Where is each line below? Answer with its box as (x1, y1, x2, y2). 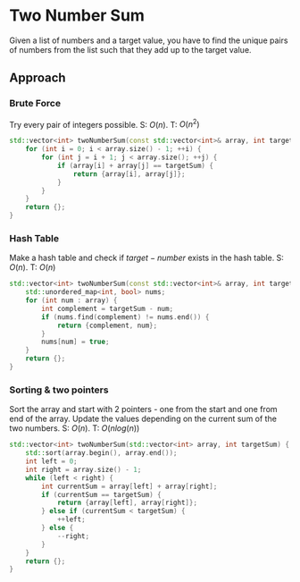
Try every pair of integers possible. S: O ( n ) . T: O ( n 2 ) (9, 117, 200, 130)
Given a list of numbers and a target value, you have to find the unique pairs (9, 35, 288, 46)
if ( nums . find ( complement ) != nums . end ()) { (41, 312, 210, 322)
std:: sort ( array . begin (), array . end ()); (25, 449, 178, 458)
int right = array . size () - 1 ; (25, 465, 142, 474)
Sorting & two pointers (9, 384, 109, 396)
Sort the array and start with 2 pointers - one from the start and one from (9, 404, 279, 415)
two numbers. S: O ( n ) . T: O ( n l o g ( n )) (9, 423, 140, 434)
